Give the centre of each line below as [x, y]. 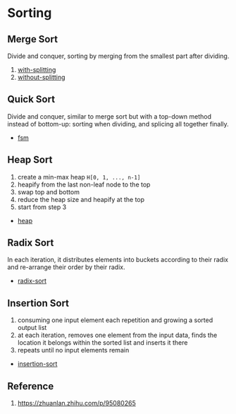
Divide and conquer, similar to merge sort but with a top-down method [110, 116]
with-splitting [37, 70]
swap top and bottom [48, 191]
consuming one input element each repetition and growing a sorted [115, 320]
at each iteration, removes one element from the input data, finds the [117, 335]
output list [32, 328]
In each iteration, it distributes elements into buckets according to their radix [118, 260]
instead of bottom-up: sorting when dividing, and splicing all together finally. [118, 124]
